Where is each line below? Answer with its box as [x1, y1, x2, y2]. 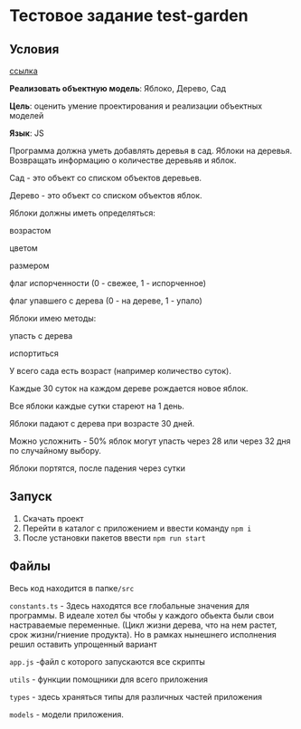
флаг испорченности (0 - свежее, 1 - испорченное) [9, 278, 206, 288]
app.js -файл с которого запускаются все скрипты [9, 656, 205, 667]
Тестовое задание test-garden [9, 5, 249, 26]
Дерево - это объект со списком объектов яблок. [9, 190, 202, 200]
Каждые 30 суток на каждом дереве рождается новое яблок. [9, 383, 249, 394]
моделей [9, 110, 44, 120]
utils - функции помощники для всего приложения [9, 674, 209, 685]
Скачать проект [22, 513, 84, 523]
